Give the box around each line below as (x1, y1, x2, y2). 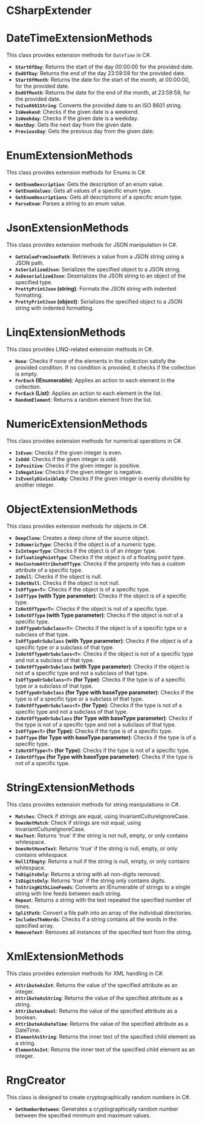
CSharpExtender (6, 4, 92, 18)
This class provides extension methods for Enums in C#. (6, 169, 147, 176)
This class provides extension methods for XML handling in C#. (6, 969, 165, 977)
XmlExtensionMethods (6, 949, 124, 963)
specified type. (15, 279, 53, 285)
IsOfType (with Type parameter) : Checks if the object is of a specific (15, 592, 187, 599)
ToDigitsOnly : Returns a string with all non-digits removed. (15, 870, 161, 877)
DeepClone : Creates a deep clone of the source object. (15, 534, 149, 541)
